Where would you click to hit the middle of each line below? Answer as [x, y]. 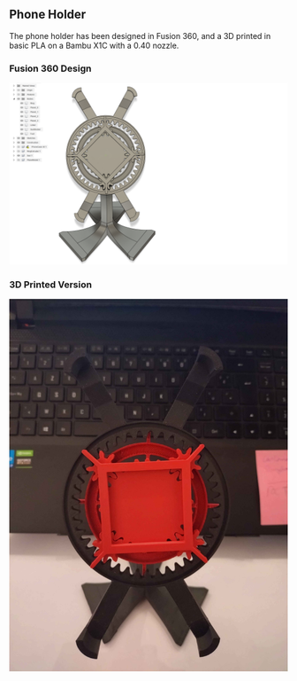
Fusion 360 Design [50, 68]
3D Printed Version [51, 285]
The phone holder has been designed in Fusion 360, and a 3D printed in [140, 35]
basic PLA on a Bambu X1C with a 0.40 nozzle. [94, 45]
